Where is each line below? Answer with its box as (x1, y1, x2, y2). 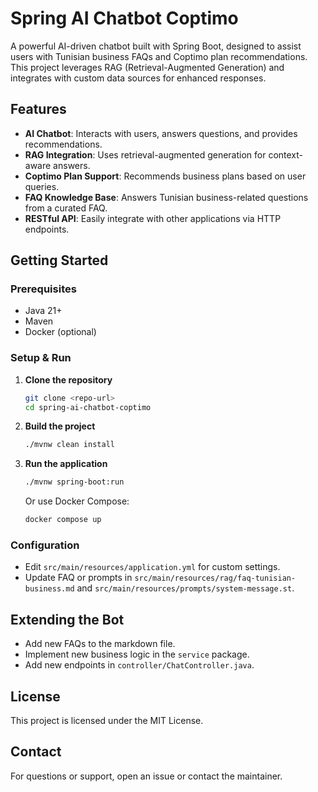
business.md (24, 584, 75, 594)
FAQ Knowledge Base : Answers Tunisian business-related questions (24, 191, 309, 203)
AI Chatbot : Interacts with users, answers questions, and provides (24, 127, 298, 139)
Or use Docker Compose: (24, 495, 130, 507)
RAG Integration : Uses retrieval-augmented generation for (24, 148, 267, 161)
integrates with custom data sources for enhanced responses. (10, 72, 267, 84)
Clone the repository (24, 373, 113, 386)
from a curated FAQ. (24, 202, 108, 214)
